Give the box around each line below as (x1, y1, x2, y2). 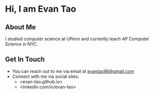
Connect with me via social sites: (12, 73, 79, 79)
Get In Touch (5, 55, 45, 64)
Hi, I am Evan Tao (5, 3, 76, 15)
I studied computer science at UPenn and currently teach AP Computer (5, 36, 150, 42)
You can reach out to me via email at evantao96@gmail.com (12, 68, 134, 74)
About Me (5, 23, 36, 31)
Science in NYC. (5, 41, 38, 47)
